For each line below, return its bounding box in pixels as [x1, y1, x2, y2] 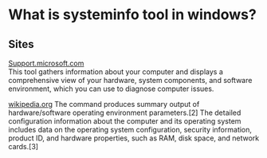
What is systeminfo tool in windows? [8, 6, 257, 24]
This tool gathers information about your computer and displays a [8, 67, 223, 77]
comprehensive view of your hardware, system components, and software [8, 76, 253, 85]
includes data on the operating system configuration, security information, [8, 125, 253, 134]
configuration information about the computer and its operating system [8, 117, 241, 125]
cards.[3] [8, 142, 38, 151]
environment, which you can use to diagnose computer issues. [8, 84, 214, 93]
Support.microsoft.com [8, 58, 84, 68]
